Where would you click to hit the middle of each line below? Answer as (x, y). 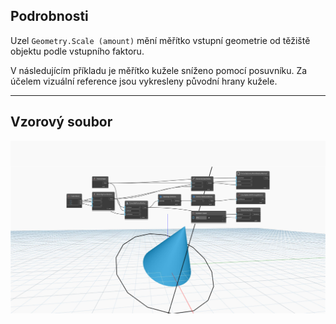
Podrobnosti (49, 16)
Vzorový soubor (61, 122)
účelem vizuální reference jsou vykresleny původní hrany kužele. (144, 81)
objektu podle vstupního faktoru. (77, 51)
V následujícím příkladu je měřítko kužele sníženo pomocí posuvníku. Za (159, 70)
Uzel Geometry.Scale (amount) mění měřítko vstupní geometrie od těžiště (160, 40)
